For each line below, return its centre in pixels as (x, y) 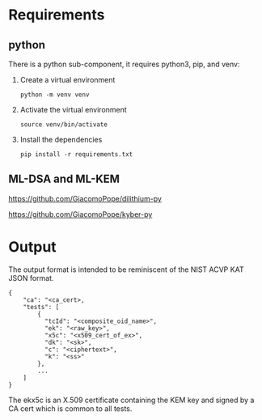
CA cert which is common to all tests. (70, 408)
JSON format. (31, 278)
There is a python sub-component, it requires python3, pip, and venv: (124, 64)
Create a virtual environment (68, 80)
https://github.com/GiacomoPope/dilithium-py (85, 198)
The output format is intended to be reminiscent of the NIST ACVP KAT (126, 269)
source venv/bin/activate (63, 125)
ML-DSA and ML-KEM (64, 179)
